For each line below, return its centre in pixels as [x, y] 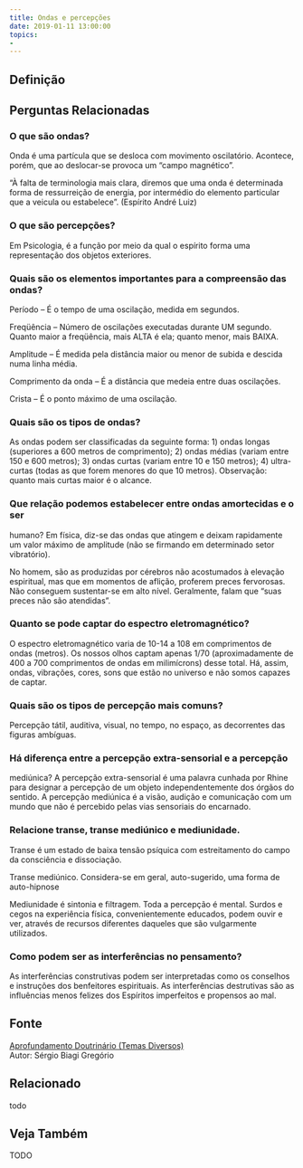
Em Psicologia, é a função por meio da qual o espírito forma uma [130, 245]
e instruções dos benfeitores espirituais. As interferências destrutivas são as [152, 986]
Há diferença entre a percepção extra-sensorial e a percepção [149, 758]
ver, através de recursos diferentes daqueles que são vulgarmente [133, 923]
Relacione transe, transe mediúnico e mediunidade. [125, 831]
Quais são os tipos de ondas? [75, 422]
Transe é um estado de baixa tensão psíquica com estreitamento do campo [150, 850]
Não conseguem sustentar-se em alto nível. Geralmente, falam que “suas [146, 591]
